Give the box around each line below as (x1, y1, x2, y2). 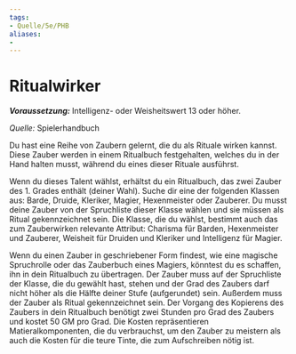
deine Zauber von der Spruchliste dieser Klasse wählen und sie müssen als (9, 205, 284, 215)
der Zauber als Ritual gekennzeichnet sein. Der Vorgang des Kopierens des (9, 297, 284, 308)
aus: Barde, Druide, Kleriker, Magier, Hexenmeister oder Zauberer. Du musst (9, 195, 287, 205)
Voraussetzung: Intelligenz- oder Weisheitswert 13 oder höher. (9, 106, 242, 117)
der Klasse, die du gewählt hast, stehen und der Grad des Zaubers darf (9, 278, 269, 289)
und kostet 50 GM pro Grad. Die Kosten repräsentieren (9, 317, 209, 327)
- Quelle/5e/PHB (9, 21, 69, 30)
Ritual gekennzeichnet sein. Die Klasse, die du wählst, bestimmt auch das (9, 214, 278, 225)
